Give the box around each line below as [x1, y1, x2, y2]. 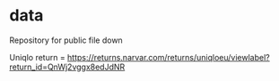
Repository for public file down [9, 35, 123, 45]
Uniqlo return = [9, 52, 65, 62]
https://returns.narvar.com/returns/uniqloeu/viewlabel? [66, 52, 271, 62]
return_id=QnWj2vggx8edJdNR [9, 61, 126, 72]
